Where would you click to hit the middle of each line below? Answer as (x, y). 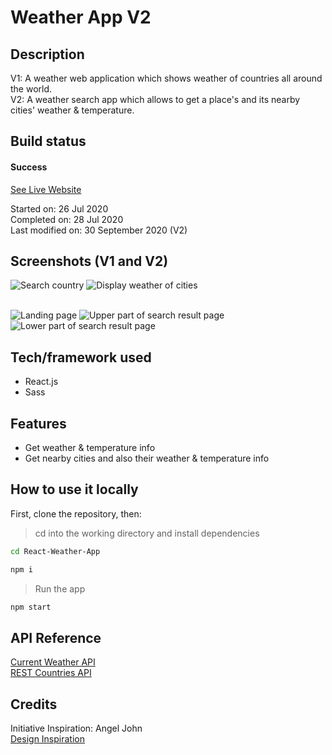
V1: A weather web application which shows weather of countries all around (166, 78)
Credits (34, 704)
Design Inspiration (47, 739)
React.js (41, 382)
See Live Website (46, 189)
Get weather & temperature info (90, 448)
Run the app (60, 588)
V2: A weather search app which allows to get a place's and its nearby (155, 99)
